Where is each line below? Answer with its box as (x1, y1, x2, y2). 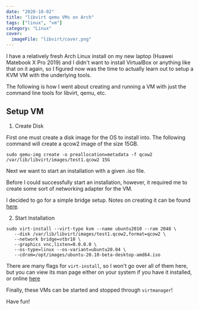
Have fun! (6, 298, 30, 305)
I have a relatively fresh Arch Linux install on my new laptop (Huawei (6, 53, 173, 59)
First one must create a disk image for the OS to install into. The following (6, 134, 186, 141)
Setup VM (6, 106, 44, 116)
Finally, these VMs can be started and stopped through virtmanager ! (6, 286, 173, 293)
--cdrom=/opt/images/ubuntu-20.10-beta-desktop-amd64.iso (14, 252, 161, 258)
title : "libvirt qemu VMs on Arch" (6, 14, 94, 20)
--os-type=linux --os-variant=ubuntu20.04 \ (14, 246, 127, 252)
